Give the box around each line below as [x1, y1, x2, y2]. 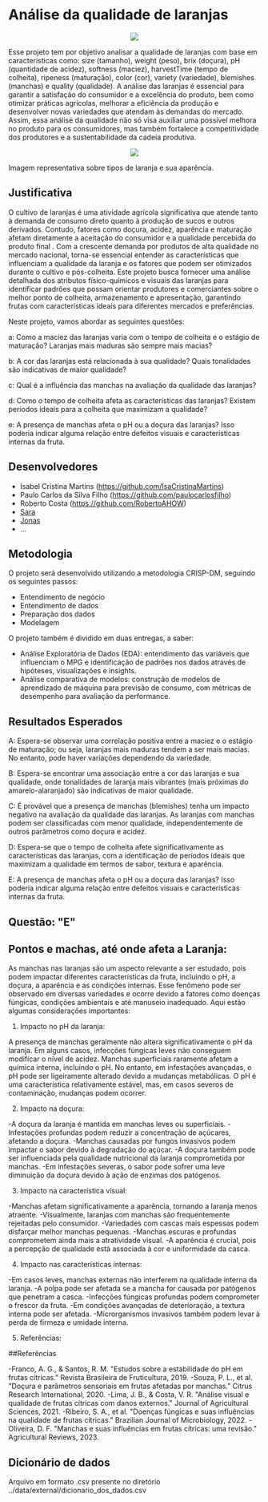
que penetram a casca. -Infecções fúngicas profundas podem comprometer [8, 1292, 260, 1302]
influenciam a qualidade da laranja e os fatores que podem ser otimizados [8, 258, 252, 268]
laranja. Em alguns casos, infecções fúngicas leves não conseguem [8, 1046, 232, 1056]
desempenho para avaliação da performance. [19, 692, 170, 701]
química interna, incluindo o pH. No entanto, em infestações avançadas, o [8, 1063, 252, 1072]
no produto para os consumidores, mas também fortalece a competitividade [8, 123, 259, 133]
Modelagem [19, 618, 60, 628]
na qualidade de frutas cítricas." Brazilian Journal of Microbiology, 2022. [8, 1415, 247, 1425]
